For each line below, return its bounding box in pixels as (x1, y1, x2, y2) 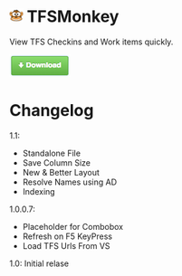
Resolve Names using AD (22, 176, 118, 187)
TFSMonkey (26, 6, 120, 27)
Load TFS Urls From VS (22, 240, 110, 251)
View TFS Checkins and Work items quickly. (9, 36, 174, 47)
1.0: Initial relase (9, 258, 70, 269)
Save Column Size (22, 157, 91, 168)
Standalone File (22, 148, 81, 158)
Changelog (9, 100, 94, 121)
